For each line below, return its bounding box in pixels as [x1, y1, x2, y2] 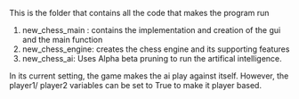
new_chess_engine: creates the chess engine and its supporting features [21, 44, 290, 54]
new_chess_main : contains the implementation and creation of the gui [21, 25, 281, 35]
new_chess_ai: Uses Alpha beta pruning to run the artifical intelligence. [21, 54, 282, 63]
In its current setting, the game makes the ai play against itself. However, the [9, 70, 289, 81]
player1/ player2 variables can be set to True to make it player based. [9, 80, 263, 90]
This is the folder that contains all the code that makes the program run [9, 8, 270, 18]
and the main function [21, 35, 103, 45]
